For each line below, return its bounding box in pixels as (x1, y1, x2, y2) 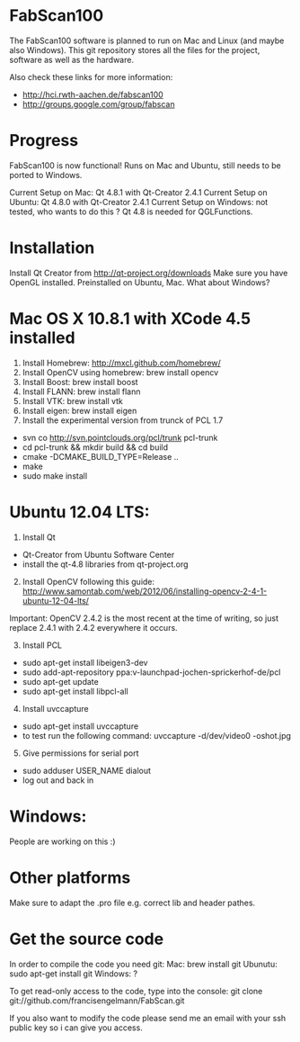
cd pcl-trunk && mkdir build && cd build (22, 442, 169, 453)
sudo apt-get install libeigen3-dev (22, 657, 148, 668)
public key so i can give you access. (9, 1022, 144, 1033)
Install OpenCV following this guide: (22, 576, 155, 587)
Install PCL (22, 640, 63, 651)
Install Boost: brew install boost (22, 376, 138, 387)
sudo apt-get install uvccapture (22, 721, 139, 732)
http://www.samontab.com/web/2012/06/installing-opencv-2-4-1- (22, 586, 268, 597)
